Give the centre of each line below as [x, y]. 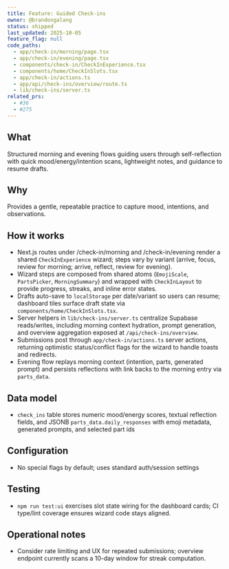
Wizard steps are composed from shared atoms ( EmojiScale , [103, 274]
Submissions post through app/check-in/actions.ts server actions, [112, 340]
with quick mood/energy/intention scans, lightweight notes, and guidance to [115, 161]
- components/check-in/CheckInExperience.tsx [80, 65]
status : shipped [30, 26]
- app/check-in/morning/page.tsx [61, 52]
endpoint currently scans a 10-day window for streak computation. [111, 559]
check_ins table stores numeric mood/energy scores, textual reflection [117, 415]
